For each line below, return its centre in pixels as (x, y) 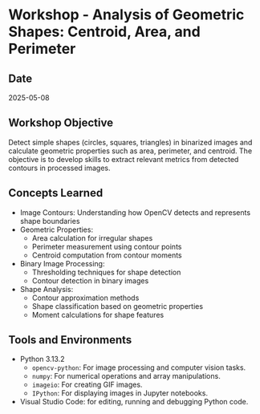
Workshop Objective (61, 123)
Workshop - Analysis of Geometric (126, 15)
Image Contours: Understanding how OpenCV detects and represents (135, 212)
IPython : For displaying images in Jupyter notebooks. (120, 393)
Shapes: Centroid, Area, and (104, 32)
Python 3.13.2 (43, 359)
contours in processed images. (59, 168)
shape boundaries (50, 221)
